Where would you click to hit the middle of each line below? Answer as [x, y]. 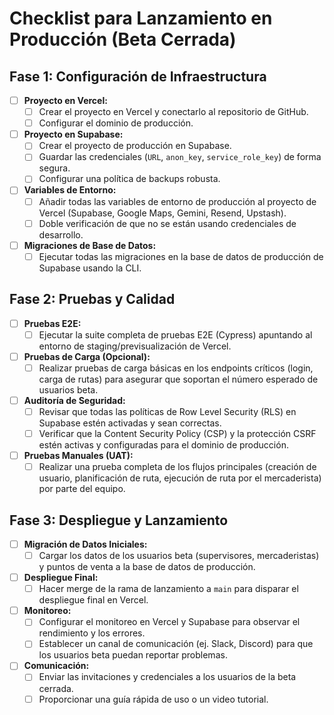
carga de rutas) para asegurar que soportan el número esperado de [178, 379]
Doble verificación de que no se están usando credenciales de [167, 223]
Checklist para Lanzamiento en [141, 18]
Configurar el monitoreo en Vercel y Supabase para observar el [169, 622]
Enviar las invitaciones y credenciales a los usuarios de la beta [167, 677]
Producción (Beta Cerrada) [123, 39]
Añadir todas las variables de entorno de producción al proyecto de [177, 201]
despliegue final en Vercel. [93, 600]
